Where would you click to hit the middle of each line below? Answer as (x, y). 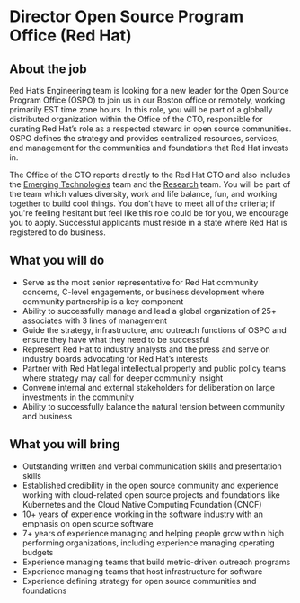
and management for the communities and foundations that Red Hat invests (149, 148)
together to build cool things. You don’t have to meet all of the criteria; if (142, 203)
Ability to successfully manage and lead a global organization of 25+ (149, 310)
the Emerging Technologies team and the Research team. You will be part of (150, 184)
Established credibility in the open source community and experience (150, 485)
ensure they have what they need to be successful (115, 339)
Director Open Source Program (127, 17)
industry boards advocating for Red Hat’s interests (115, 358)
